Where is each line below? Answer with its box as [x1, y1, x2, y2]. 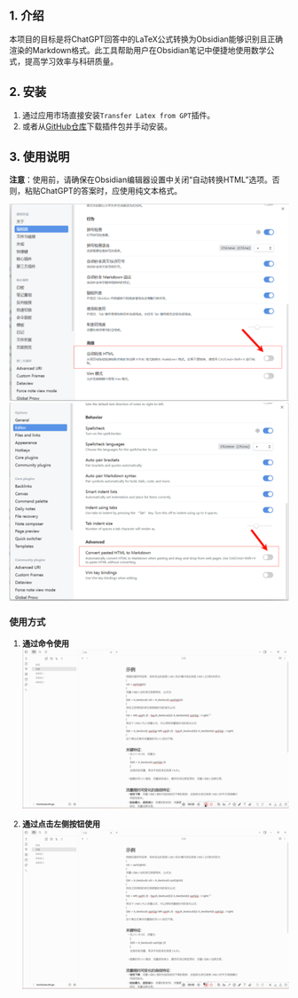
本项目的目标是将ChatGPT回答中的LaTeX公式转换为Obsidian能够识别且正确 [9, 34, 284, 44]
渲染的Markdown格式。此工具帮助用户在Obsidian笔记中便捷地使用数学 [9, 44, 267, 55]
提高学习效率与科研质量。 [24, 56, 118, 67]
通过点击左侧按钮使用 [21, 818, 100, 829]
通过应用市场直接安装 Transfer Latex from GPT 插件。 [21, 109, 216, 120]
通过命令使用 [21, 638, 69, 649]
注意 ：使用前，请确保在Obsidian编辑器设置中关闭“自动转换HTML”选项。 [9, 174, 272, 185]
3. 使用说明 [9, 149, 70, 164]
